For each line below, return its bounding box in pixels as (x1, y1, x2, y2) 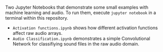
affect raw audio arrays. (12, 30, 63, 36)
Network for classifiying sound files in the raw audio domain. (12, 41, 140, 47)
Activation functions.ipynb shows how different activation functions (12, 25, 158, 31)
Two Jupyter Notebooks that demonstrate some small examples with (5, 5, 148, 10)
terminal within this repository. (5, 15, 68, 21)
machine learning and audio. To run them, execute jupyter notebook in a (5, 10, 156, 16)
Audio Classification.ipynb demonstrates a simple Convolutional (12, 35, 150, 41)
